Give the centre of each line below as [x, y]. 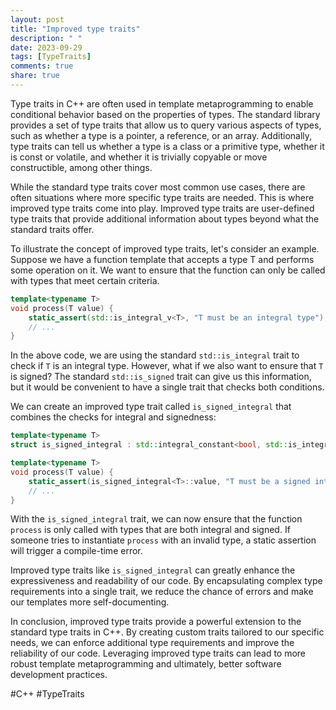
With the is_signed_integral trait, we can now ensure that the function [156, 519]
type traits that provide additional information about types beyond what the [165, 218]
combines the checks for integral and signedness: [113, 417]
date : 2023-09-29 [46, 47]
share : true [35, 76]
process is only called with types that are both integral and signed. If [150, 530]
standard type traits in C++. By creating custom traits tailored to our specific [167, 632]
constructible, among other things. [81, 167]
